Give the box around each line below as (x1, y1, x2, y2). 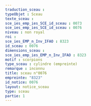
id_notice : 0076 (5, 80, 38, 85)
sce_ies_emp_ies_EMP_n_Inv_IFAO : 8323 (5, 52, 87, 58)
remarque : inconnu (5, 66, 45, 71)
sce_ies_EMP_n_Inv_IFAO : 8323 (5, 39, 69, 44)
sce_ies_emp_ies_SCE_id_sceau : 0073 (5, 21, 82, 26)
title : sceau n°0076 (5, 71, 47, 76)
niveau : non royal (5, 30, 45, 35)
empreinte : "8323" (5, 75, 43, 80)
